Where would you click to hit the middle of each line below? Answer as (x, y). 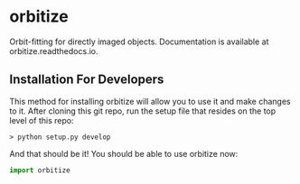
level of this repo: (42, 120)
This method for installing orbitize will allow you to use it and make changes (150, 101)
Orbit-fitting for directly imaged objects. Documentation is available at (139, 41)
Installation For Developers (87, 80)
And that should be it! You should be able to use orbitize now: (124, 153)
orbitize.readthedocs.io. (54, 51)
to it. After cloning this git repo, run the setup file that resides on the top (143, 111)
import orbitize (40, 170)
